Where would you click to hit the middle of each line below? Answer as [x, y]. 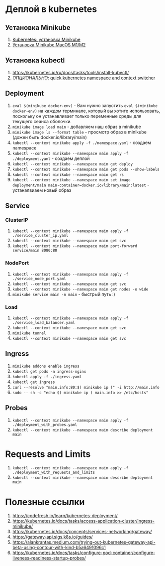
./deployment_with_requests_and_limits [54, 473]
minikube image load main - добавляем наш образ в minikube [77, 127]
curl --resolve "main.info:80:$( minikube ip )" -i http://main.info [86, 387]
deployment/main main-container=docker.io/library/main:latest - [81, 185]
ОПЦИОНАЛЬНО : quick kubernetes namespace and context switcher [84, 78]
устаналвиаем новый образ [42, 190]
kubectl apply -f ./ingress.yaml [47, 377]
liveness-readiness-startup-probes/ [49, 558]
